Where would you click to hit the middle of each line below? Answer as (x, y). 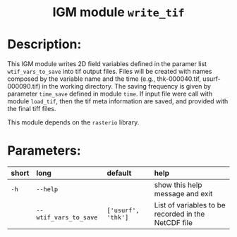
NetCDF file (173, 223)
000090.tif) (24, 87)
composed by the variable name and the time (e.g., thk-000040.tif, (104, 79)
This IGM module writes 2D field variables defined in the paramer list (107, 64)
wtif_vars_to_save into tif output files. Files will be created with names (110, 72)
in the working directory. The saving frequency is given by (127, 87)
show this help (178, 185)
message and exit (183, 194)
